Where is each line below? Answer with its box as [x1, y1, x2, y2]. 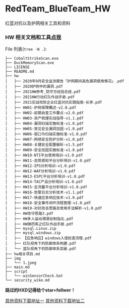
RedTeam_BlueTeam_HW [5, 3, 111, 14]
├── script [5, 269, 28, 274]
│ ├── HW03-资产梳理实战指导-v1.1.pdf [5, 116, 84, 121]
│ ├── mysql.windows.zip [5, 230, 61, 236]
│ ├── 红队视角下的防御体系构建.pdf [5, 241, 76, 246]
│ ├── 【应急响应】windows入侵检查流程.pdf [5, 236, 92, 241]
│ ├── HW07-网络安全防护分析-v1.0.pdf [5, 137, 84, 142]
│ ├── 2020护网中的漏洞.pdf [5, 84, 63, 89]
